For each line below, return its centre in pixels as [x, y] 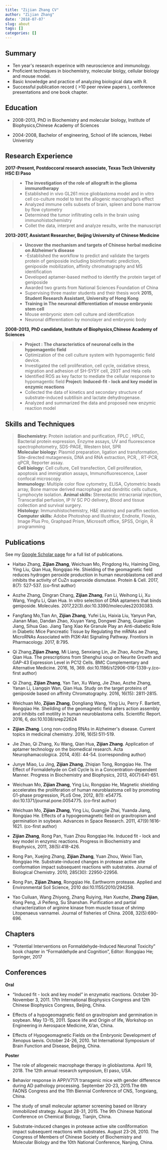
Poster [12, 1055]
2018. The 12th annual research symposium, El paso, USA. [72, 1070]
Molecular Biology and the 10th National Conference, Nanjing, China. [83, 1142]
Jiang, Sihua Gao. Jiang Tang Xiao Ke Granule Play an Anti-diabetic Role [86, 626]
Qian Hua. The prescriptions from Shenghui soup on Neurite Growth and [86, 657]
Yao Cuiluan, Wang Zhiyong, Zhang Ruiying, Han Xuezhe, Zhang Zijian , [85, 897]
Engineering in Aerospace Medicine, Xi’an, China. [63, 1025]
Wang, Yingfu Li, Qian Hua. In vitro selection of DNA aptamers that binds [87, 601]
